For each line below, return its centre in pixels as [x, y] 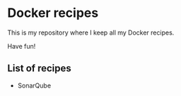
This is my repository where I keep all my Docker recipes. [91, 32]
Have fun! [22, 46]
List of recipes [40, 68]
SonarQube [34, 85]
